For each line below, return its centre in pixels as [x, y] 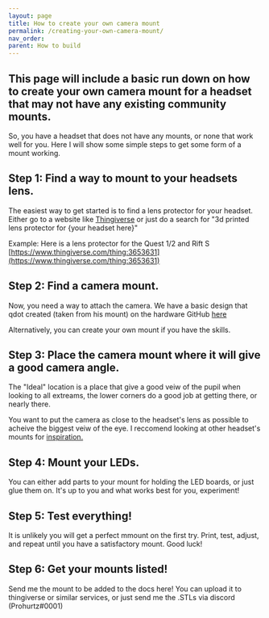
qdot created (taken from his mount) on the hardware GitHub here [118, 314]
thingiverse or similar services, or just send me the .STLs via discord [122, 597]
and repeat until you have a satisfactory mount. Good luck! [106, 544]
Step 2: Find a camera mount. [84, 286]
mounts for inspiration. [46, 437]
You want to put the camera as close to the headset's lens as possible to [128, 420]
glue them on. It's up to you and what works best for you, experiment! [124, 490]
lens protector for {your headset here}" [73, 228]
